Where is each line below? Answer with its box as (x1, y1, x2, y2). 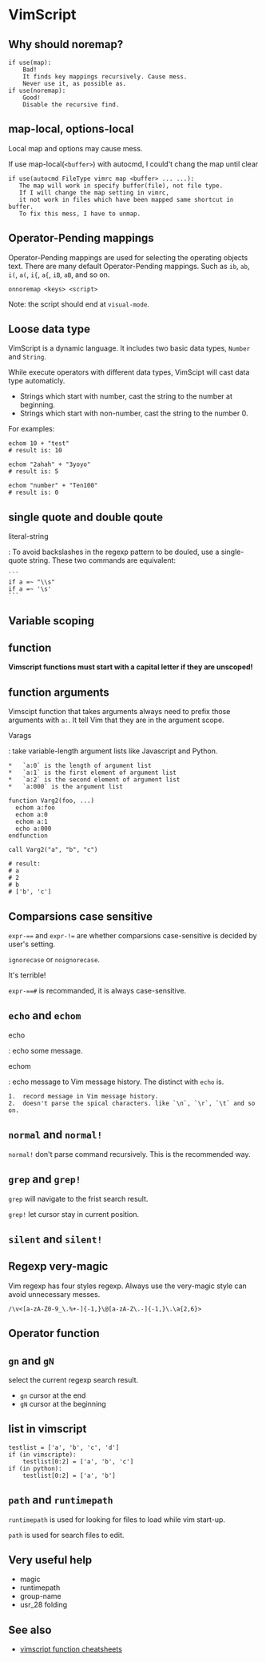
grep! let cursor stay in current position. (8, 1209, 140, 1218)
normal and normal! (8, 1128, 103, 1142)
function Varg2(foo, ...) (8, 797, 94, 805)
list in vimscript (8, 1423, 87, 1436)
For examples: (8, 424, 55, 434)
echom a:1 (15, 818, 48, 826)
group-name (19, 1592, 62, 1601)
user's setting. (8, 939, 56, 949)
